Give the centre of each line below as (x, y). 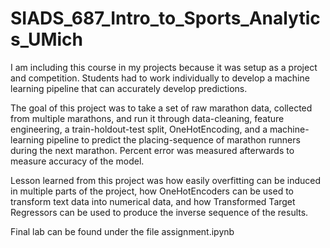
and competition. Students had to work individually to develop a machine (160, 78)
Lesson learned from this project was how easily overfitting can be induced (165, 180)
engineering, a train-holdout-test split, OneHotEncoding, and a (139, 129)
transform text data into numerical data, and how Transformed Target (153, 201)
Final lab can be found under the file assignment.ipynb (122, 231)
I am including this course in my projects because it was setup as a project (164, 67)
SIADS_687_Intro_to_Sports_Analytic (165, 18)
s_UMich (46, 39)
